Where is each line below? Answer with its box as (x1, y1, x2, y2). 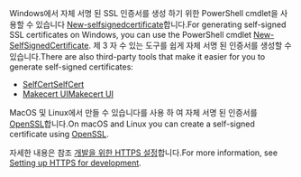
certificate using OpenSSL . (9, 129, 110, 139)
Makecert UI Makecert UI (22, 88, 114, 99)
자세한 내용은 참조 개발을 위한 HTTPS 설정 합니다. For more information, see (9, 147, 278, 158)
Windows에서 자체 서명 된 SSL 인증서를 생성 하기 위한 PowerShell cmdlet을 (9, 8, 278, 18)
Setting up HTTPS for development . (9, 157, 141, 168)
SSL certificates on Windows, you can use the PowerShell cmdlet (9, 30, 252, 40)
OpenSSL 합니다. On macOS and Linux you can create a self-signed (9, 118, 255, 129)
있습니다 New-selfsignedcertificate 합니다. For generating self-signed (35, 19, 287, 30)
